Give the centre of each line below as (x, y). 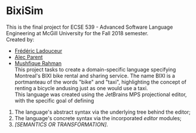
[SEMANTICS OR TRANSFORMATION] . (61, 124)
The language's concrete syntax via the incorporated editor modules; (98, 118)
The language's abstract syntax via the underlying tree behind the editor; (102, 112)
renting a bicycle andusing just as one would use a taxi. (81, 88)
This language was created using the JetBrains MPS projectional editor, (101, 94)
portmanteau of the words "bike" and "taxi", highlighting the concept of (100, 82)
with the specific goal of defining (54, 100)
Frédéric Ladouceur (38, 50)
